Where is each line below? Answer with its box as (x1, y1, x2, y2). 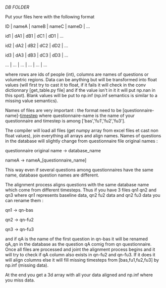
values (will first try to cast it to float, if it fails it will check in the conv (5, 82, 146, 88)
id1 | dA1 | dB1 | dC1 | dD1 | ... (5, 33, 64, 39)
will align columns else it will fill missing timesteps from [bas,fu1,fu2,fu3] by (5, 257, 160, 263)
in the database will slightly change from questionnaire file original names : (5, 138, 158, 144)
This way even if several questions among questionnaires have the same (5, 167, 154, 173)
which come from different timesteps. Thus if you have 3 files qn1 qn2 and (5, 187, 157, 193)
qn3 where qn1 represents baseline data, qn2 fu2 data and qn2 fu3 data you (5, 192, 161, 198)
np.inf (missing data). (5, 262, 49, 268)
